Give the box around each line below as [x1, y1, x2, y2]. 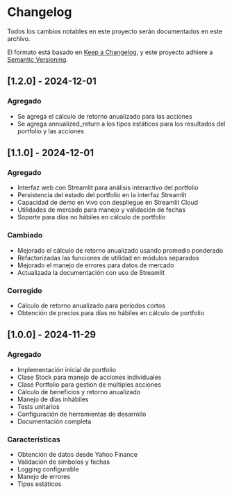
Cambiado [7, 230, 43, 240]
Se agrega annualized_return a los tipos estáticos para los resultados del [17, 119, 226, 128]
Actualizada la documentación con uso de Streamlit [17, 268, 165, 276]
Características [7, 435, 60, 444]
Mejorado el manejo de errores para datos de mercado [17, 261, 174, 269]
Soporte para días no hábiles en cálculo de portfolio [17, 213, 166, 221]
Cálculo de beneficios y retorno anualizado [17, 387, 141, 396]
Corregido [7, 285, 43, 295]
